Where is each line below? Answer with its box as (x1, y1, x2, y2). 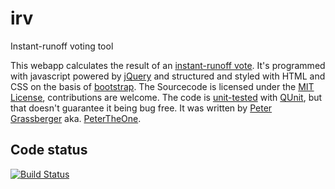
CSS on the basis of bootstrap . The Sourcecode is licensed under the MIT (10, 80, 315, 92)
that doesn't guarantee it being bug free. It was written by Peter (10, 102, 273, 114)
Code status (10, 142, 88, 159)
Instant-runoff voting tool (10, 40, 114, 52)
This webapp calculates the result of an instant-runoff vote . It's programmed (10, 59, 326, 71)
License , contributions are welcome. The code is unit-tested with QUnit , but (10, 91, 323, 103)
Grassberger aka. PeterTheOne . (10, 112, 142, 124)
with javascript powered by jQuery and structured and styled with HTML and (10, 70, 326, 82)
